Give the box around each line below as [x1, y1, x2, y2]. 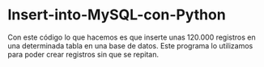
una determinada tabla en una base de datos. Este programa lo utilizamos [7, 40, 253, 50]
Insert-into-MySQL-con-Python [7, 6, 226, 24]
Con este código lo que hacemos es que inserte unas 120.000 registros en [7, 32, 256, 42]
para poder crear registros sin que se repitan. [7, 49, 160, 59]
